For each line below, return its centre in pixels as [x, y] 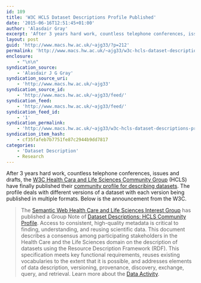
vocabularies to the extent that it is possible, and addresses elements [106, 261]
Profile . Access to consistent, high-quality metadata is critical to [100, 223]
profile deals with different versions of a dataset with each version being [95, 193]
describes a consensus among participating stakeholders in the [99, 236]
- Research [31, 156]
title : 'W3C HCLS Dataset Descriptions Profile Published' [81, 17]
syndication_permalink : [36, 123]
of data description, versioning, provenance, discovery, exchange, [102, 267]
